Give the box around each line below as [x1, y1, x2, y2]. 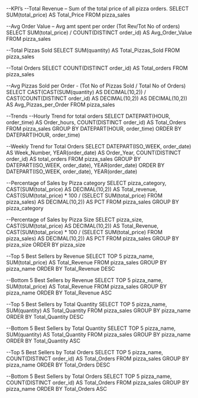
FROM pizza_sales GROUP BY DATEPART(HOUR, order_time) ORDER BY [6, 125, 182, 132]
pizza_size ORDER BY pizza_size [6, 241, 86, 248]
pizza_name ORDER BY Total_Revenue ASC [6, 289, 112, 296]
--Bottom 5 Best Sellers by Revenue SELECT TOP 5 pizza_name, [6, 277, 163, 283]
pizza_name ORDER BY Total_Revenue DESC [6, 266, 115, 272]
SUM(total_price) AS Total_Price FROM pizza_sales [6, 11, 131, 18]
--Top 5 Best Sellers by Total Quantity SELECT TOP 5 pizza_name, [6, 301, 167, 308]
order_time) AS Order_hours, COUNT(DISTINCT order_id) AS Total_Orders [6, 119, 186, 126]
